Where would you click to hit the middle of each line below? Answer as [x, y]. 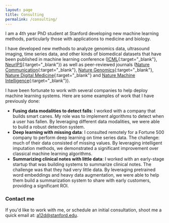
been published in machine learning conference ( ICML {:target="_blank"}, [81, 59]
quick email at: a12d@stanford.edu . [42, 215]
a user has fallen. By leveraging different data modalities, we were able [86, 122]
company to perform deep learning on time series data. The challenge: [86, 138]
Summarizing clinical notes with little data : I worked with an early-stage [88, 159]
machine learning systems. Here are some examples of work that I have [80, 96]
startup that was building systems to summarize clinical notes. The [82, 165]
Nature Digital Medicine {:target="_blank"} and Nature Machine [70, 76]
